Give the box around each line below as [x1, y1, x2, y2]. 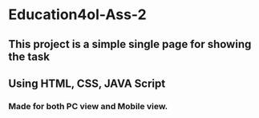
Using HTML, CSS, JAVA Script [8, 77, 166, 90]
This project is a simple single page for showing [8, 37, 252, 51]
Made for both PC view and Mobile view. [8, 100, 168, 112]
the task [8, 49, 51, 63]
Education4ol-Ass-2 [8, 6, 147, 24]
